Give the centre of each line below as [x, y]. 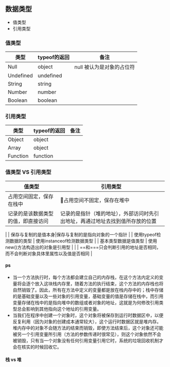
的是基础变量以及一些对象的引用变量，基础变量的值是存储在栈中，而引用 [88, 296]
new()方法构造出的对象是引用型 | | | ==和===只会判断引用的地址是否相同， [83, 247]
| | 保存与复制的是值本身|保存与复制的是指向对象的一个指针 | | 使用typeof [81, 234]
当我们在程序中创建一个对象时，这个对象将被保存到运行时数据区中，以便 [88, 315]
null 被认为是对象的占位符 [104, 67]
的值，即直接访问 [28, 221]
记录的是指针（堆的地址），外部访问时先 [107, 213]
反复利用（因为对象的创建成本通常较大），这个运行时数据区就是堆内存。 [87, 321]
